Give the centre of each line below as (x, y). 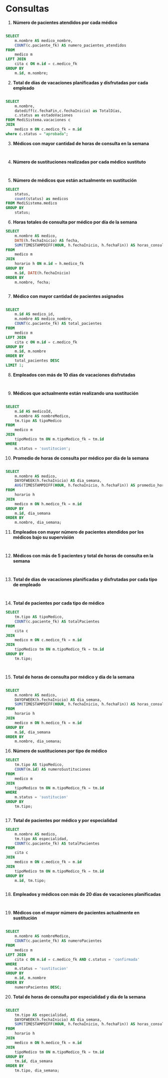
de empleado (27, 585)
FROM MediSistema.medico (31, 203)
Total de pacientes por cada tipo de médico (59, 603)
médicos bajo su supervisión (43, 537)
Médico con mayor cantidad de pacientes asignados (68, 296)
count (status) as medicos (42, 199)
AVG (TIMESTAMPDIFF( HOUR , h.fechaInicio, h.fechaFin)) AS (75, 485)
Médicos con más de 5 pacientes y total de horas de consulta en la (83, 556)
